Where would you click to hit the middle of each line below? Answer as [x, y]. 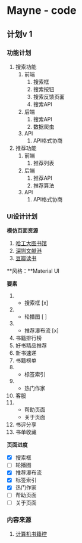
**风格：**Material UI [33, 271]
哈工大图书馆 [31, 243]
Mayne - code [42, 10]
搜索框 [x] [36, 303]
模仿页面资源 [22, 231]
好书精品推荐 [31, 346]
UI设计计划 [22, 216]
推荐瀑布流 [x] [41, 331]
